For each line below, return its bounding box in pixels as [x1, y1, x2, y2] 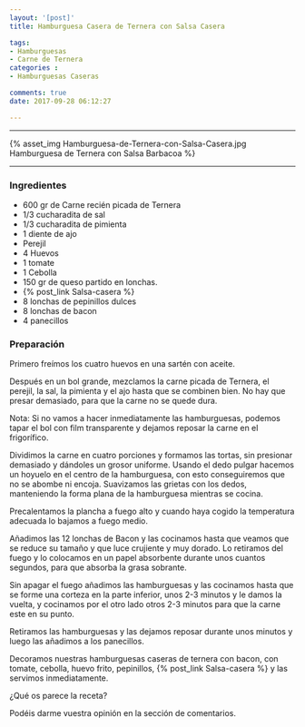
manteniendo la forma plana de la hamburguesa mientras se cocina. [9, 488, 263, 499]
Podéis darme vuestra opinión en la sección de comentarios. [9, 708, 236, 719]
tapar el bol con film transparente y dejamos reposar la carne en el [9, 423, 259, 434]
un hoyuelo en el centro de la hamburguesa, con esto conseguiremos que [9, 469, 286, 480]
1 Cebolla [22, 267, 57, 278]
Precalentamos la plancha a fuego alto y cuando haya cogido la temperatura [9, 506, 295, 517]
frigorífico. [9, 432, 49, 443]
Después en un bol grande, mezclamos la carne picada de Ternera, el [9, 376, 270, 387]
